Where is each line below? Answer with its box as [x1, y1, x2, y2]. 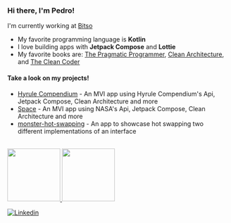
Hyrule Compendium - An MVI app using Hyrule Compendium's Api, [17, 89, 216, 98]
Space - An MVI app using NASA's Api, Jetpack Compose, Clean [17, 104, 206, 113]
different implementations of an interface [17, 127, 137, 135]
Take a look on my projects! [7, 73, 89, 82]
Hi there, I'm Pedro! [7, 6, 75, 15]
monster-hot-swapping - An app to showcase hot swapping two [17, 119, 204, 128]
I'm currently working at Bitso [7, 22, 93, 30]
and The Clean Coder [17, 58, 80, 66]
